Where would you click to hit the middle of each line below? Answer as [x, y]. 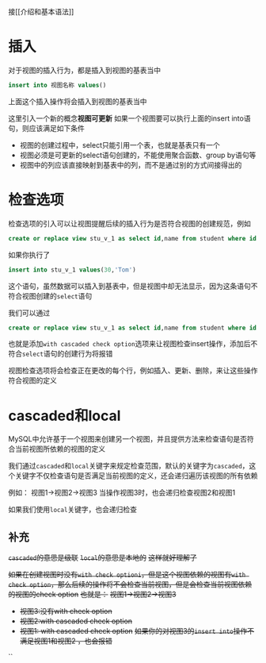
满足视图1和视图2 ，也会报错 [66, 641]
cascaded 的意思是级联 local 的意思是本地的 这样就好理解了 [103, 557]
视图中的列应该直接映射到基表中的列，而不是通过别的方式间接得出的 [131, 164]
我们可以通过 [29, 313]
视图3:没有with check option [66, 611]
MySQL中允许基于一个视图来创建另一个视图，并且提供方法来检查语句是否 [128, 439]
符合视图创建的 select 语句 [50, 295]
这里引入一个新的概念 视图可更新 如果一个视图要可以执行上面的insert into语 [129, 118]
